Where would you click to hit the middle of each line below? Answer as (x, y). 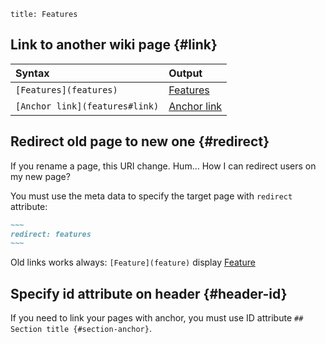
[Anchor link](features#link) (87, 106)
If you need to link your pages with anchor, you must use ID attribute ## (157, 318)
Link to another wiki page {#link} (114, 45)
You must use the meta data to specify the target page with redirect (151, 196)
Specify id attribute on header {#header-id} (149, 293)
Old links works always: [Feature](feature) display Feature (133, 262)
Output (185, 73)
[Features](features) (66, 89)
